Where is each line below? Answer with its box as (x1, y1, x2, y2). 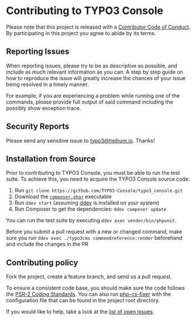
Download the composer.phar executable (14, 193, 112, 200)
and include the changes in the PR (6, 241, 89, 248)
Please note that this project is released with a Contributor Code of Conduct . (6, 23, 191, 30)
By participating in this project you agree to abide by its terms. (6, 29, 156, 36)
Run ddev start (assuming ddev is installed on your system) (14, 199, 160, 206)
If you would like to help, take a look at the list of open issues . (6, 308, 154, 315)
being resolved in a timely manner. (6, 81, 89, 88)
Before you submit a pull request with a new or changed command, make (6, 228, 183, 235)
